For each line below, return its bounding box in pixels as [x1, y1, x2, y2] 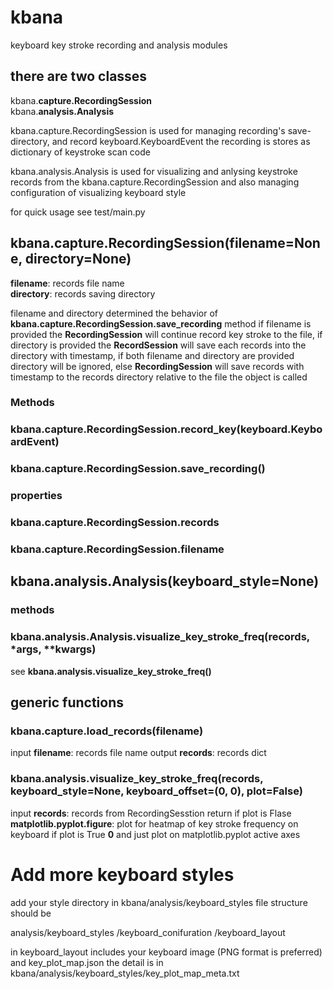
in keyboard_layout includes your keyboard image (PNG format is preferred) [10, 946, 323, 958]
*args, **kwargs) [10, 642, 97, 656]
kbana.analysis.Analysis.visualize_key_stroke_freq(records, [10, 630, 310, 644]
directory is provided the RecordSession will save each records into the [10, 339, 307, 351]
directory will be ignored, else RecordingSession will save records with [10, 360, 305, 372]
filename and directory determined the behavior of [10, 307, 219, 319]
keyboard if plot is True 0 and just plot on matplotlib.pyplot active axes [10, 828, 301, 840]
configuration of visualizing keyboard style [10, 186, 187, 198]
